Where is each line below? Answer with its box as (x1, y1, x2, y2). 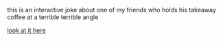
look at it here (7, 27, 46, 34)
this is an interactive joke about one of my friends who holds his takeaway (7, 6, 216, 14)
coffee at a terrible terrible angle (7, 13, 99, 21)
